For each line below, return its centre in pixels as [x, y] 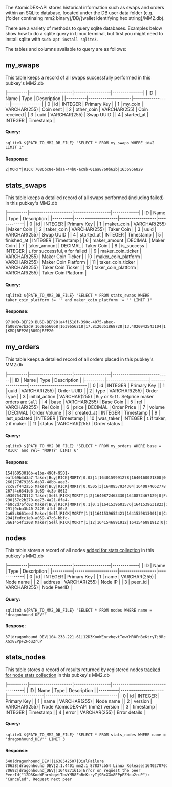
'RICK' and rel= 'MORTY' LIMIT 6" [42, 451]
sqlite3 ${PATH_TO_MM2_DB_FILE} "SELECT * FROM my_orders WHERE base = [83, 446]
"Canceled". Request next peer [39, 779]
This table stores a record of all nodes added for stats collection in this [80, 550]
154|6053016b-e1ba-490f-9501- [38, 473]
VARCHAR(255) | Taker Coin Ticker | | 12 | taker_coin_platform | [72, 268]
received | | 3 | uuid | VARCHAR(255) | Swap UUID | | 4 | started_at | [77, 114]
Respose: [16, 626]
